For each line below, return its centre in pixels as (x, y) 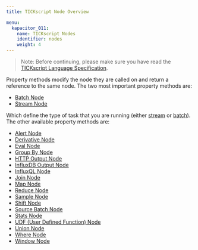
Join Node (27, 178)
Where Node (30, 234)
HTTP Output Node (38, 158)
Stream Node (31, 104)
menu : (13, 22)
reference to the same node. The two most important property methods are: (99, 86)
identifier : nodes (40, 39)
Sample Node (32, 197)
